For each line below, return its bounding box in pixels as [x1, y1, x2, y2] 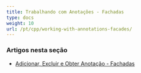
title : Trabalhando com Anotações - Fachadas [6, 9, 124, 15]
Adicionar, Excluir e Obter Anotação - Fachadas [15, 60, 136, 67]
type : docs [6, 15, 34, 21]
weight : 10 [6, 20, 34, 26]
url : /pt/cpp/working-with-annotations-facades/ [6, 26, 132, 32]
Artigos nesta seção [6, 46, 68, 55]
